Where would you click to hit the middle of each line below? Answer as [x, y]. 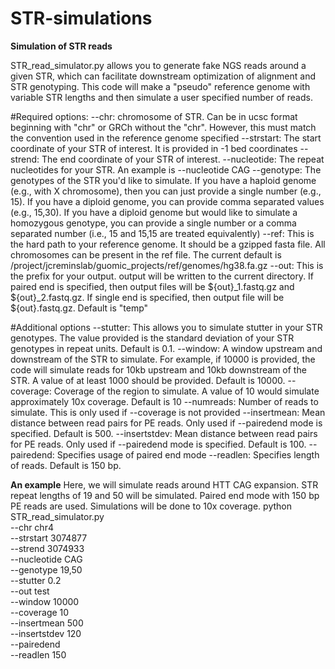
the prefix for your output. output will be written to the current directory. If [162, 276]
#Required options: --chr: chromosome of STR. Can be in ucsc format [154, 116]
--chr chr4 [32, 527]
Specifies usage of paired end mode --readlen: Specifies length [188, 454]
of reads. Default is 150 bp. [66, 465]
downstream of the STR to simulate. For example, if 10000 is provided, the [163, 359]
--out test [30, 591]
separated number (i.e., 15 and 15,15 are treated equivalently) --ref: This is [162, 233]
